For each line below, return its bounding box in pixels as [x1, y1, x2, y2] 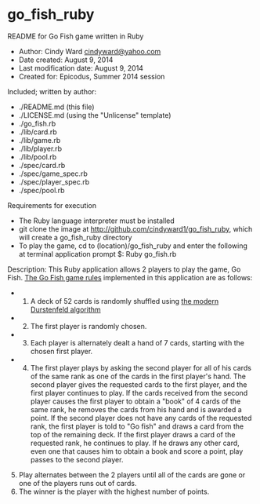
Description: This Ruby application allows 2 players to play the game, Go [7, 265, 241, 274]
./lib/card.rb [18, 127, 57, 137]
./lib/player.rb [18, 144, 63, 153]
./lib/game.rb [18, 135, 61, 144]
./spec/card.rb [18, 160, 66, 170]
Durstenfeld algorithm [30, 305, 101, 314]
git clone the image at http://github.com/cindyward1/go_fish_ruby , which [18, 224, 253, 233]
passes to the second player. [30, 455, 124, 464]
